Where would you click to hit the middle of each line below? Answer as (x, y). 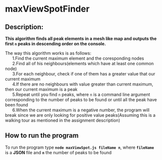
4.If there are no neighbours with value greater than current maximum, (82, 84)
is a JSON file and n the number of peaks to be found (58, 152)
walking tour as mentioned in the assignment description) (63, 120)
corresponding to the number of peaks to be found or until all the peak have (81, 100)
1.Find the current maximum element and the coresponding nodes (78, 58)
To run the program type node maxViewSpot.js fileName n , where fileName (80, 147)
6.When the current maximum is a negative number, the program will (81, 110)
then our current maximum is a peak (41, 89)
